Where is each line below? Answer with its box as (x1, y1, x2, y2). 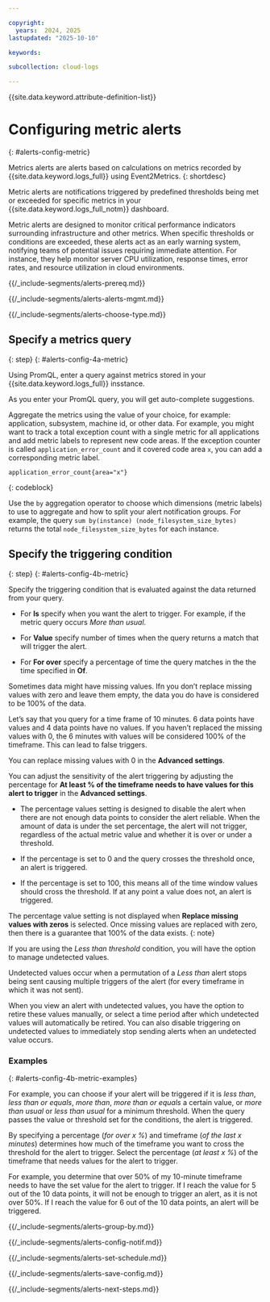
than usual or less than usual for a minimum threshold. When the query (8, 1106, 245, 1116)
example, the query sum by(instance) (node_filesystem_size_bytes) (8, 515, 238, 525)
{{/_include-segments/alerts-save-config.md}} (8, 1268, 164, 1278)
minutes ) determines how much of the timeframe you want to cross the (8, 1139, 244, 1149)
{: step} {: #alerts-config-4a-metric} (8, 354, 129, 364)
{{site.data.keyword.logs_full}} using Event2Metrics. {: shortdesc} (8, 171, 226, 182)
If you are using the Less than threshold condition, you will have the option (8, 944, 256, 953)
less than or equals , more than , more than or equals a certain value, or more (8, 1097, 262, 1107)
